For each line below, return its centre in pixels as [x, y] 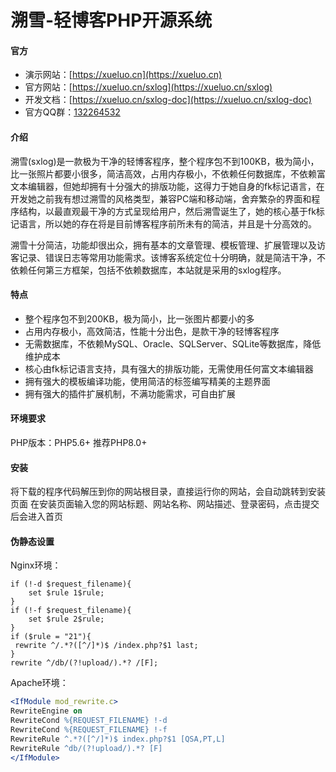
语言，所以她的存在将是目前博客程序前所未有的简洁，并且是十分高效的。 [167, 223]
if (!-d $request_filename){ [71, 584]
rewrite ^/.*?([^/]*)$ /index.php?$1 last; [106, 646]
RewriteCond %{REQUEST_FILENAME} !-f [89, 730]
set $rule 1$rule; [66, 593]
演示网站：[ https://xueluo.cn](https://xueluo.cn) [123, 75]
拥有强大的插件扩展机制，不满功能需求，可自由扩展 [130, 393]
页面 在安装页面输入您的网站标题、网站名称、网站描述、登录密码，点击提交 [165, 504]
